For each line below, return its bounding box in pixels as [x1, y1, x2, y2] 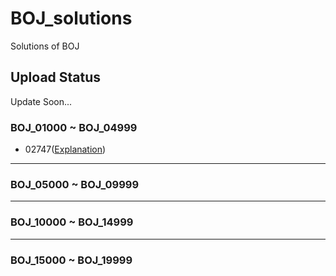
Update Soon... [10, 95, 73, 107]
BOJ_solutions [10, 7, 133, 30]
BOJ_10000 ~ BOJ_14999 [10, 215, 134, 229]
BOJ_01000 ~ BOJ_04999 [10, 120, 138, 134]
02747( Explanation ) [24, 143, 107, 156]
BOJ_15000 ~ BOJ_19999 [10, 253, 133, 267]
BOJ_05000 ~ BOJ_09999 [10, 177, 140, 191]
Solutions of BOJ [10, 40, 80, 52]
